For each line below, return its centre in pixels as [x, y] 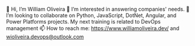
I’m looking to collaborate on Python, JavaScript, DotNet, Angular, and [91, 15]
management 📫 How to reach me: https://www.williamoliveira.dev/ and [93, 28]
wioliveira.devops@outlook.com [45, 37]
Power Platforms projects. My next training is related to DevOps [83, 22]
